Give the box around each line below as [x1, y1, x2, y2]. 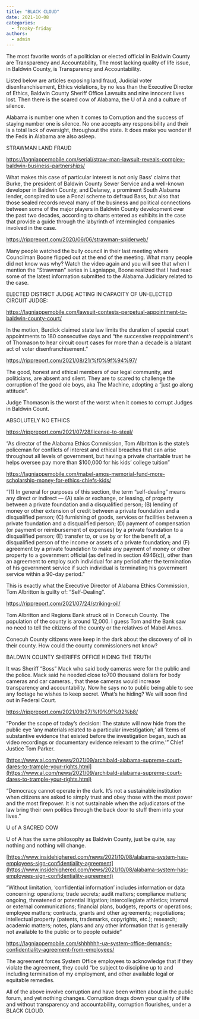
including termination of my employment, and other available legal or [6, 970, 174, 977]
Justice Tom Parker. [6, 745, 55, 752]
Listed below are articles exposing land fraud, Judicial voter [6, 77, 153, 84]
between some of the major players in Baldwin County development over [6, 205, 185, 212]
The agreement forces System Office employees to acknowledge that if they [6, 958, 193, 965]
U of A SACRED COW [6, 824, 59, 831]
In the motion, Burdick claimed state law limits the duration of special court [6, 326, 189, 334]
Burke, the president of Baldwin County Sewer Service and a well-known [6, 180, 185, 187]
